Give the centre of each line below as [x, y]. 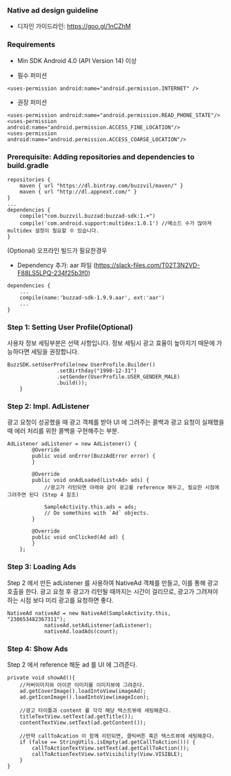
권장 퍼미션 [32, 102]
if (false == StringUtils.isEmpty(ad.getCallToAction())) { [108, 742]
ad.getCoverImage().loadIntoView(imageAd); [83, 691]
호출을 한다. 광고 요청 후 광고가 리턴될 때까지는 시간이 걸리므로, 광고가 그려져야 [113, 591]
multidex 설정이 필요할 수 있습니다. [53, 230]
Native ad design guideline [53, 10]
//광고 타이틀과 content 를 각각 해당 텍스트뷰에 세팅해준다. [96, 711]
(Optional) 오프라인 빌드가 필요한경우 [57, 250]
